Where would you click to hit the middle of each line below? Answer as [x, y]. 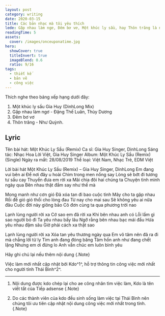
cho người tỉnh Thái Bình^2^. [33, 269]
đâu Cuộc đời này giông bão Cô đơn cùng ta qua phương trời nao [71, 205]
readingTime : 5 [21, 32]
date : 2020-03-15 [23, 19]
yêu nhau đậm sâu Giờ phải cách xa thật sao [50, 225]
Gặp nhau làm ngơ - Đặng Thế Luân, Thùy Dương [62, 112]
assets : [13, 37]
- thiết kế [21, 74]
